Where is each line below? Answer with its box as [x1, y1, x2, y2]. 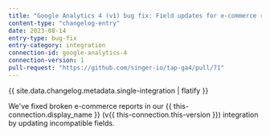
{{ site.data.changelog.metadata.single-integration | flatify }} [8, 86, 209, 95]
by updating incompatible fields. [8, 118, 115, 128]
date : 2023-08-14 [8, 26, 67, 34]
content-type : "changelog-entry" [8, 19, 121, 27]
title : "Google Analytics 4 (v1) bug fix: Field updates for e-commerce [8, 11, 257, 20]
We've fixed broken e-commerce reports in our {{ [8, 101, 172, 110]
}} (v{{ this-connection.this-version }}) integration [93, 110, 259, 119]
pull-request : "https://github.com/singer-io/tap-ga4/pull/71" [8, 64, 225, 72]
